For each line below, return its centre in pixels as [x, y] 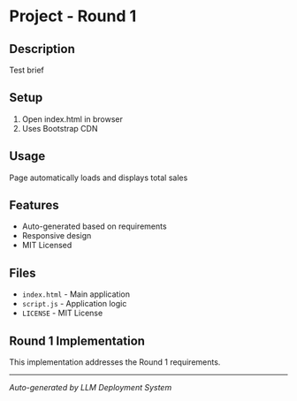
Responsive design [57, 236]
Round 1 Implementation [77, 340]
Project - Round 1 [73, 16]
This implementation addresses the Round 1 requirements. [115, 362]
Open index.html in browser [72, 119]
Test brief [27, 70]
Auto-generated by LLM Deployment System [91, 388]
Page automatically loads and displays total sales [99, 178]
